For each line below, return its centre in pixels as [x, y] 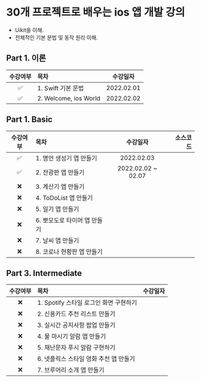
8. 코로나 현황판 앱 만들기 [69, 251]
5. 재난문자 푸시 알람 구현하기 [76, 348]
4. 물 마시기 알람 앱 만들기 [71, 336]
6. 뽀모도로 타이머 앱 [63, 220]
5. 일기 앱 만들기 [57, 209]
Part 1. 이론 [26, 58]
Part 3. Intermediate [44, 273]
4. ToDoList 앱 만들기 [64, 198]
